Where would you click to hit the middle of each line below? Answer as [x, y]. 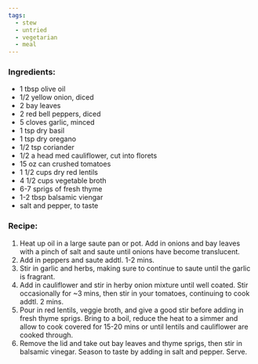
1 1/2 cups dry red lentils [58, 173]
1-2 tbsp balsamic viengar [61, 198]
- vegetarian [36, 37]
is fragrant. [37, 276]
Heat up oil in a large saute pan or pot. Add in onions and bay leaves [130, 243]
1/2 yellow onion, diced [56, 97]
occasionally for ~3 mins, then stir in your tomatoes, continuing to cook [134, 293]
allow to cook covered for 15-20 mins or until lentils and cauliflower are [134, 326]
